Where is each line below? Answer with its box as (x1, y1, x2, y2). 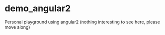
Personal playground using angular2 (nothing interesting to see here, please (4, 19, 160, 25)
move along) (4, 24, 30, 30)
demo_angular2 (4, 3, 71, 14)
